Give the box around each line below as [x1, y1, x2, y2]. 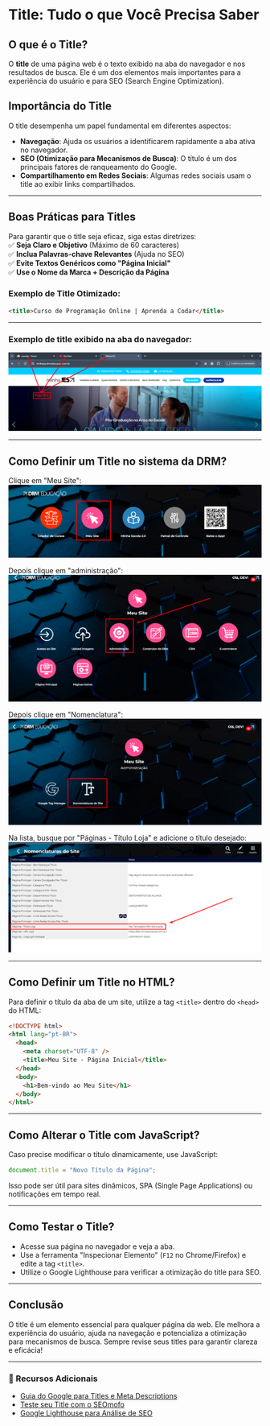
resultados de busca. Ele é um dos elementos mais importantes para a [8, 68, 241, 77]
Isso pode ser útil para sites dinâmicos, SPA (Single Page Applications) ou [8, 1181, 253, 1191]
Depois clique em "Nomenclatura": [8, 710, 123, 720]
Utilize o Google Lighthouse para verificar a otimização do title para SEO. [19, 1267, 262, 1277]
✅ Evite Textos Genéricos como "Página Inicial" [8, 258, 171, 267]
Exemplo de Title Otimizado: [8, 287, 121, 299]
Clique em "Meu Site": [8, 475, 82, 485]
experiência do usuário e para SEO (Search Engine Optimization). [8, 76, 225, 85]
